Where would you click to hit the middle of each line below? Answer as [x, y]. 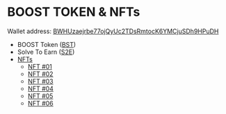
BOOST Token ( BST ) [47, 44]
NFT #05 [40, 96]
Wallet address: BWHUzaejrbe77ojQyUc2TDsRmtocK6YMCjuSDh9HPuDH [113, 31]
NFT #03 [40, 81]
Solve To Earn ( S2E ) [46, 52]
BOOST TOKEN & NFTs [74, 12]
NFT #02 [40, 74]
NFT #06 [40, 103]
